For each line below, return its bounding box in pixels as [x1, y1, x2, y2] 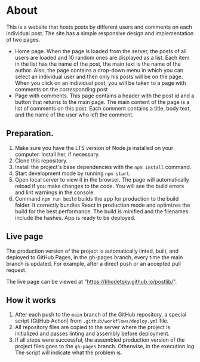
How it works [6, 295, 56, 305]
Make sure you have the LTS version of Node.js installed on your [14, 144, 174, 151]
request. [6, 266, 27, 274]
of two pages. [6, 36, 41, 43]
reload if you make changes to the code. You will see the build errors [14, 182, 184, 189]
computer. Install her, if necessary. [14, 151, 100, 158]
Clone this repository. [14, 157, 68, 164]
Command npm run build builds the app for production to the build [14, 195, 179, 202]
